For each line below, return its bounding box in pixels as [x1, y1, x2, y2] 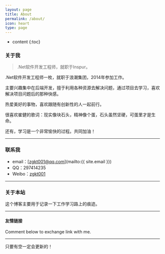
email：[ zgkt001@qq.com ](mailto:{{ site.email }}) [12, 158, 112, 164]
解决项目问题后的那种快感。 [5, 91, 61, 97]
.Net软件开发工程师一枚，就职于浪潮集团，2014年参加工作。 [5, 75, 127, 80]
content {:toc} [12, 39, 41, 45]
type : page [5, 25, 27, 30]
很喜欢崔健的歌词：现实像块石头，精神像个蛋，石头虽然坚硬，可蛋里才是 [5, 112, 151, 118]
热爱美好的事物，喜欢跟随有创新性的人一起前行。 [5, 102, 104, 107]
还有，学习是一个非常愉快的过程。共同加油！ [5, 128, 96, 134]
